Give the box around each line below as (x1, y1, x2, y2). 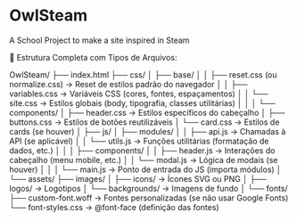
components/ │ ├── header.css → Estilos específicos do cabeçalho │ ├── (9, 107, 285, 118)
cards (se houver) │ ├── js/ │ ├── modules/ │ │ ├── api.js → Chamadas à (9, 126, 286, 136)
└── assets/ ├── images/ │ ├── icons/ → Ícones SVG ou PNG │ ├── (9, 173, 268, 184)
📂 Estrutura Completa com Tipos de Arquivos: (9, 52, 177, 62)
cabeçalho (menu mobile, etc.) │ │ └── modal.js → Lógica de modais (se (9, 154, 278, 165)
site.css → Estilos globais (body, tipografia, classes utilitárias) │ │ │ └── (9, 97, 276, 108)
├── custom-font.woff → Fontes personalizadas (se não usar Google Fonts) (9, 192, 289, 203)
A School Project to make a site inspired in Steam (9, 35, 190, 45)
